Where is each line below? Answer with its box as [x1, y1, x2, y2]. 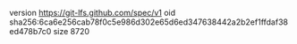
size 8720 [53, 26, 90, 36]
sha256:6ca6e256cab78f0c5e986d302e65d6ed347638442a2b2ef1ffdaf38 [9, 17, 289, 27]
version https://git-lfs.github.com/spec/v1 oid [9, 8, 176, 18]
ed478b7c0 [9, 26, 52, 36]
